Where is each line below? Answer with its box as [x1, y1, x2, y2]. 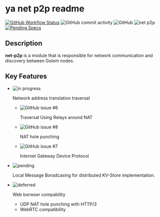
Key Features [5, 72, 47, 81]
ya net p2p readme [5, 3, 85, 14]
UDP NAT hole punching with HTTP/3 [19, 201, 97, 207]
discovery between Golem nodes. [5, 58, 75, 64]
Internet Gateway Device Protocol [19, 153, 89, 159]
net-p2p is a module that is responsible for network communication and [5, 52, 153, 58]
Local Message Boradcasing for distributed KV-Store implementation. [12, 172, 156, 178]
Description [5, 39, 42, 48]
